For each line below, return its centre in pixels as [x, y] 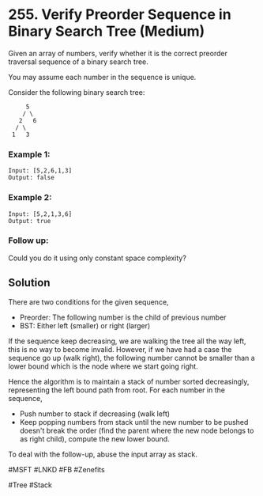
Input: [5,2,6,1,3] [40, 171]
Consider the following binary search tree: [77, 92]
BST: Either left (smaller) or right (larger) [85, 325]
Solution [29, 283]
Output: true [30, 221]
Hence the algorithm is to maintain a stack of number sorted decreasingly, [129, 381]
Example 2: [30, 198]
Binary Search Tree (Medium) [107, 31]
